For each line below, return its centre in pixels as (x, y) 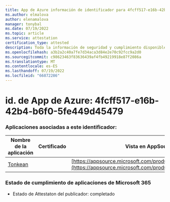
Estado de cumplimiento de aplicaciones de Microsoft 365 (78, 183)
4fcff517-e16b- (127, 101)
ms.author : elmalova (27, 15)
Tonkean (18, 165)
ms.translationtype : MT (30, 62)
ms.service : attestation (31, 38)
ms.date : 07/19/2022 (27, 29)
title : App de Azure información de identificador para (65, 10)
